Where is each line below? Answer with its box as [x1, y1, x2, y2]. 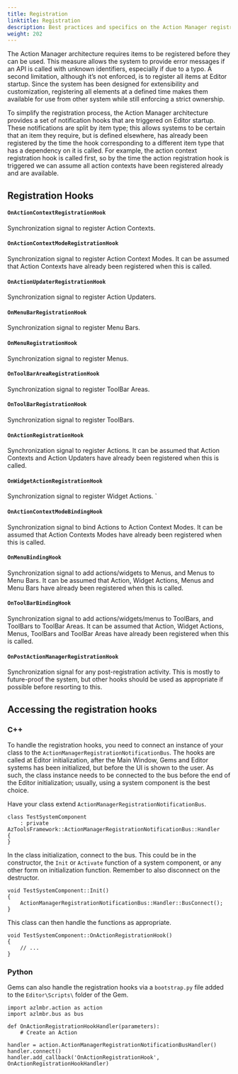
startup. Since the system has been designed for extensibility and [7, 80, 199, 89]
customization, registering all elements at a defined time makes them [7, 87, 208, 96]
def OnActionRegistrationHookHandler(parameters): [7, 1023, 160, 1030]
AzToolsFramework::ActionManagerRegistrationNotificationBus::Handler [7, 826, 220, 833]
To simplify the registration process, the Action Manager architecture [7, 109, 209, 117]
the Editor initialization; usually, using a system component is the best [7, 778, 210, 787]
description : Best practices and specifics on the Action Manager [7, 23, 208, 31]
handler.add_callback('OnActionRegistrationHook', [7, 1054, 160, 1061]
